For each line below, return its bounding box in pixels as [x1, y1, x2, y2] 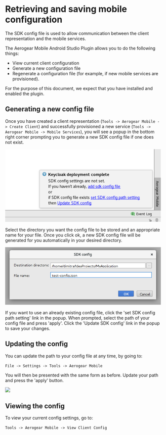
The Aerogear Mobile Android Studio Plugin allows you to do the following [5, 45, 156, 51]
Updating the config [5, 340, 68, 348]
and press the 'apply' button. [5, 377, 64, 383]
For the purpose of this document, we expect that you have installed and [5, 85, 153, 91]
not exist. [5, 139, 24, 145]
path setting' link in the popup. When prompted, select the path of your [5, 315, 150, 321]
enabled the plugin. [5, 91, 44, 97]
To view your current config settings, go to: [5, 415, 93, 421]
